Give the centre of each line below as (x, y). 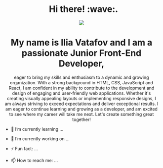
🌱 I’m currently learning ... (37, 129)
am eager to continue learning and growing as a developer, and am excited (81, 109)
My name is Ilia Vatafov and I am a (81, 43)
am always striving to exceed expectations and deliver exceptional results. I (81, 104)
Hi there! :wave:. (83, 9)
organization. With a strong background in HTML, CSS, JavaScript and (81, 82)
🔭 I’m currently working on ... (40, 139)
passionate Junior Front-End (81, 53)
